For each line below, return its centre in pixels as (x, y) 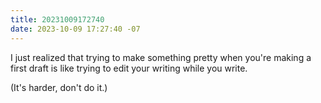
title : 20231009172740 (57, 19)
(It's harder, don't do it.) (59, 87)
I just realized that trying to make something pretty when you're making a (161, 57)
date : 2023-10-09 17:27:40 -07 (75, 29)
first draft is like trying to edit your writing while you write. (129, 68)
